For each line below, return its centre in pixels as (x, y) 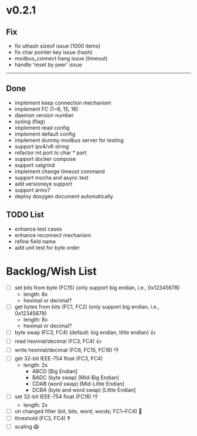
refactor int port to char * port (50, 153)
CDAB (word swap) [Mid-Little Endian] (78, 383)
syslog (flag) (30, 121)
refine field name (35, 241)
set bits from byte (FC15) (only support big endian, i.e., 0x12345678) (97, 288)
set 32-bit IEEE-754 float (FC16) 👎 (56, 396)
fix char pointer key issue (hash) (53, 52)
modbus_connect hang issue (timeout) (61, 58)
